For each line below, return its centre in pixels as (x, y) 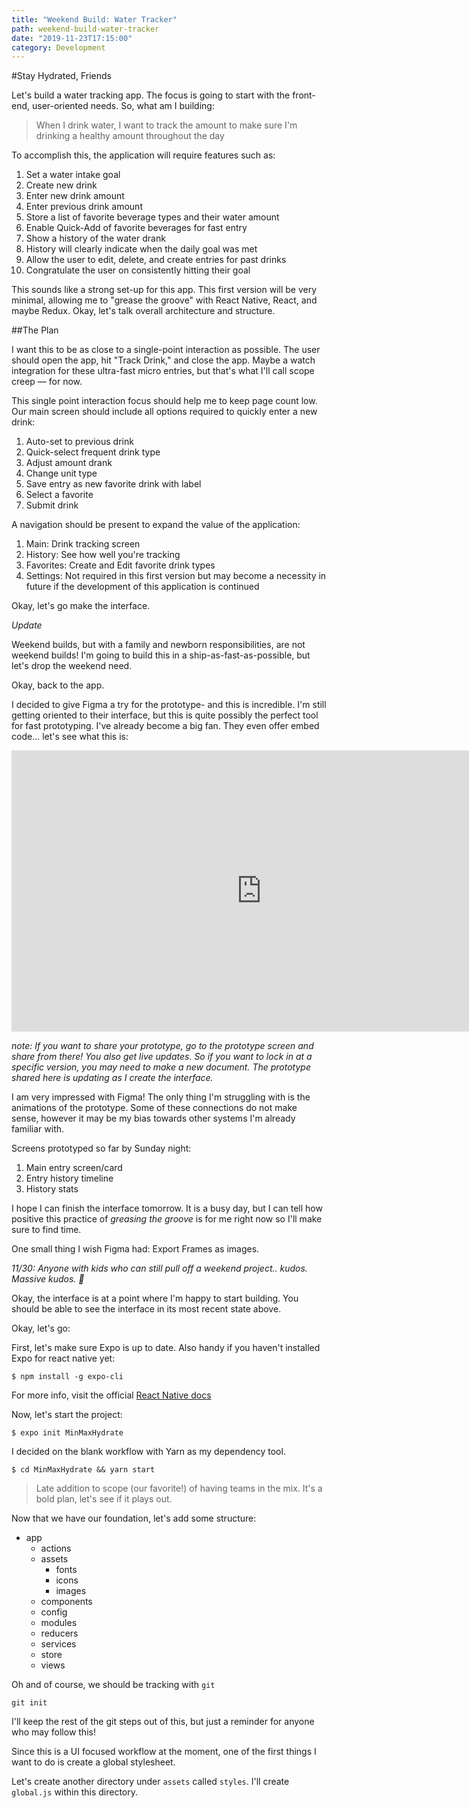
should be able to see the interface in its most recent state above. (146, 1309)
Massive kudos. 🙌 (48, 1279)
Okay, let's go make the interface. (81, 606)
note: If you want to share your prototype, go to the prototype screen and (162, 1046)
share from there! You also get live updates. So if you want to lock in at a (162, 1057)
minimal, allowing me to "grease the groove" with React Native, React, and (164, 300)
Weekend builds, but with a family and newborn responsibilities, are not (158, 645)
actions (56, 1548)
